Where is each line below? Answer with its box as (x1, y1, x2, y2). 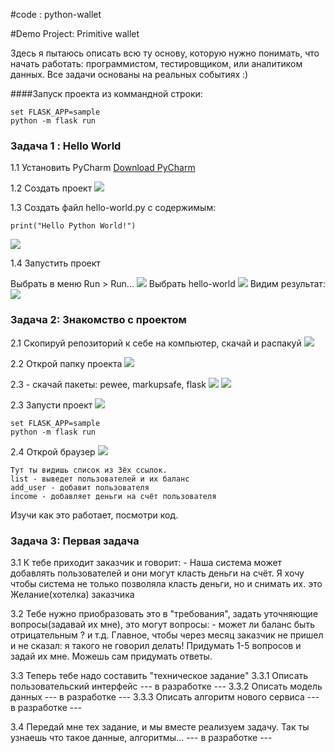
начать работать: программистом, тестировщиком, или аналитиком (10, 58, 303, 69)
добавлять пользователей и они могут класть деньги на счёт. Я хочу (10, 567, 305, 579)
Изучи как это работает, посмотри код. (10, 509, 179, 521)
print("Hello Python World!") (10, 221, 137, 231)
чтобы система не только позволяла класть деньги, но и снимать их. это (10, 577, 323, 589)
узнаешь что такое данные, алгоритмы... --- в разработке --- (10, 731, 273, 743)
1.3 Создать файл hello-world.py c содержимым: (10, 202, 217, 214)
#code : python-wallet (10, 9, 102, 20)
